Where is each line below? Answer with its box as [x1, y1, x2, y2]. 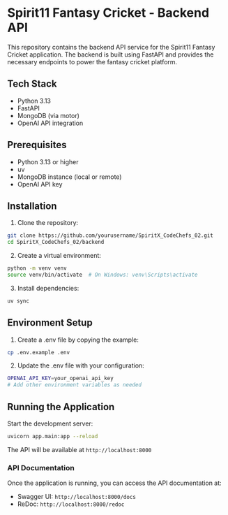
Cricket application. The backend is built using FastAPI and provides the [7, 50, 214, 59]
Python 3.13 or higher [17, 157, 79, 166]
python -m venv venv [7, 265, 68, 272]
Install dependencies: [17, 284, 79, 292]
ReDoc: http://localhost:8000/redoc [17, 500, 125, 508]
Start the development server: [7, 419, 93, 428]
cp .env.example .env [7, 349, 70, 356]
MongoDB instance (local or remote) [17, 173, 122, 181]
